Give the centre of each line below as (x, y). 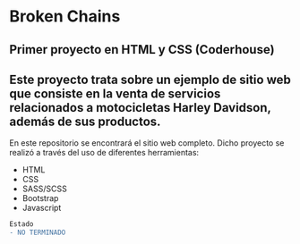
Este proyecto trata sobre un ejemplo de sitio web (150, 79)
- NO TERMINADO (38, 233)
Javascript (42, 208)
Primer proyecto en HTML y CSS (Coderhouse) (142, 50)
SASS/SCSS (44, 189)
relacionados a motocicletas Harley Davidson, (140, 108)
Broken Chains (65, 17)
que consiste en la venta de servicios (115, 93)
